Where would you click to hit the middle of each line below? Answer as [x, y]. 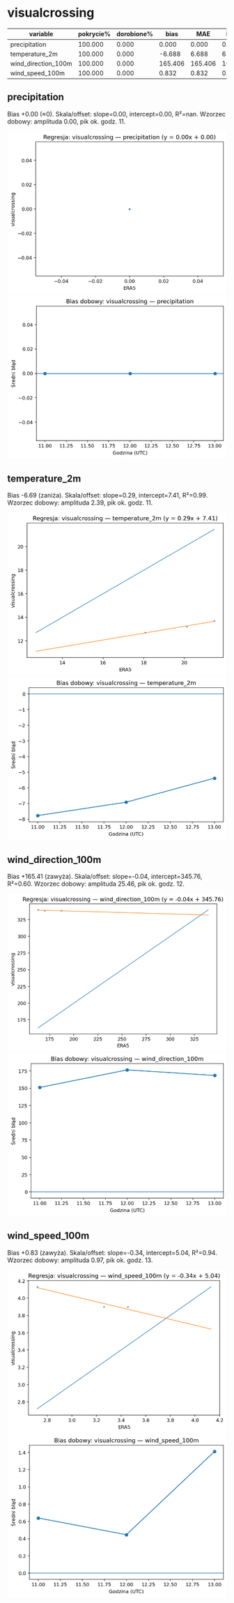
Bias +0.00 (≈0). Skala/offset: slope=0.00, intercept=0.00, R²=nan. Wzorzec [117, 114]
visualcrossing [51, 13]
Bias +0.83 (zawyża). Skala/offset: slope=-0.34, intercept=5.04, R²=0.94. [112, 1252]
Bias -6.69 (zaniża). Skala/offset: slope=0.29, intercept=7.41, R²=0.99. [108, 495]
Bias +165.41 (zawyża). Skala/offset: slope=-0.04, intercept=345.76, [105, 877]
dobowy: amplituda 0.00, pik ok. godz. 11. [67, 121]
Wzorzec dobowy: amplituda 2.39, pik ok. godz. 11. [80, 503]
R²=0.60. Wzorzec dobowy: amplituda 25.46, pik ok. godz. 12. [96, 884]
